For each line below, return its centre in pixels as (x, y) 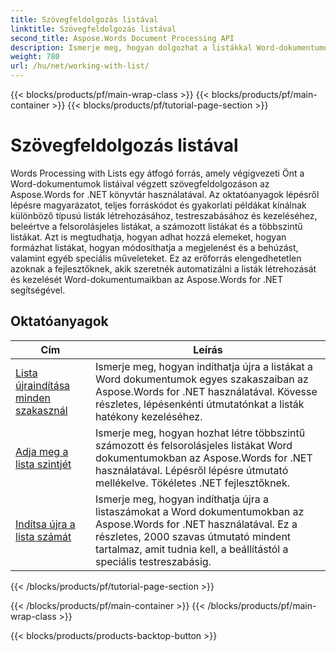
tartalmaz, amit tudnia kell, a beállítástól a (192, 549)
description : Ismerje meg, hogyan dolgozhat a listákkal (131, 47)
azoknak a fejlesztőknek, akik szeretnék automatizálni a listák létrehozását (163, 268)
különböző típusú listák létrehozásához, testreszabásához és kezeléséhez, (164, 215)
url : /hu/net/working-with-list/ (80, 66)
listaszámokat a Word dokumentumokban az (200, 511)
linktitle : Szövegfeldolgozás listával (93, 29)
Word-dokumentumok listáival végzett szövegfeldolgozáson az (140, 183)
